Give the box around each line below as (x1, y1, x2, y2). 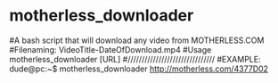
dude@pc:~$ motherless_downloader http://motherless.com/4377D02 (9, 63, 269, 74)
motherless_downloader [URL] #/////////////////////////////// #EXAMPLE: (9, 54, 261, 64)
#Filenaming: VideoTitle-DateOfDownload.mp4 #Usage (9, 44, 212, 54)
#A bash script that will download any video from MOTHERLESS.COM (9, 35, 265, 46)
